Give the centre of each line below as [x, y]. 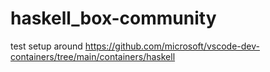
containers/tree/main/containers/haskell [93, 56]
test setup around [46, 46]
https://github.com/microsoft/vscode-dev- [172, 46]
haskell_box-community [113, 18]
